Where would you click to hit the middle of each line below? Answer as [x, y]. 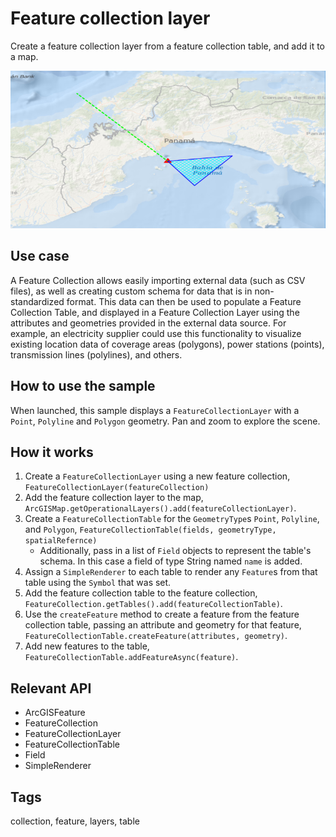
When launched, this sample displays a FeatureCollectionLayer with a [155, 410]
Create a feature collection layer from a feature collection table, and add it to [168, 46]
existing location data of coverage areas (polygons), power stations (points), [167, 344]
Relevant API [51, 688]
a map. [24, 56]
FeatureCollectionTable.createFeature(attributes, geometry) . [156, 636]
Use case [40, 256]
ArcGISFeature [55, 713]
